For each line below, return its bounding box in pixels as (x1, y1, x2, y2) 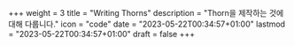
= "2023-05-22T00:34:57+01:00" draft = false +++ (8, 29, 196, 39)
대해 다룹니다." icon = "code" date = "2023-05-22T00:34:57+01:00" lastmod (8, 19, 285, 29)
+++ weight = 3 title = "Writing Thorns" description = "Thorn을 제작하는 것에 (8, 8, 284, 18)
